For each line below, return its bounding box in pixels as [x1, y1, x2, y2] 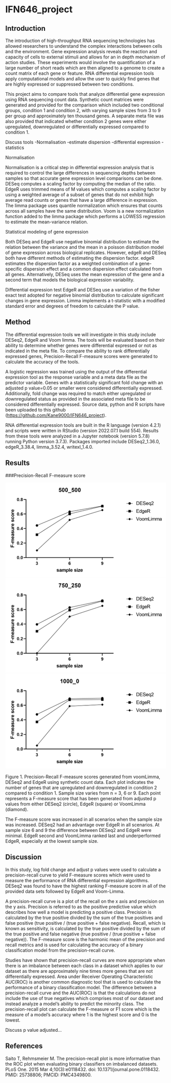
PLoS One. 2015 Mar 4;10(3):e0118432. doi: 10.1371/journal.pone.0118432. [5, 1066, 160, 1072]
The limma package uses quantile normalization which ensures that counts [5, 202, 163, 209]
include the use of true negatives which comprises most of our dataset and [5, 995, 163, 1001]
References [5, 1042, 43, 1051]
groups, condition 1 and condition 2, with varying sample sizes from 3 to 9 [5, 108, 161, 113]
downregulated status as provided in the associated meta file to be [5, 395, 145, 402]
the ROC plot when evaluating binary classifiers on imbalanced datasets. [5, 1060, 158, 1067]
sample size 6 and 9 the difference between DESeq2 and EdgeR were [5, 827, 152, 834]
